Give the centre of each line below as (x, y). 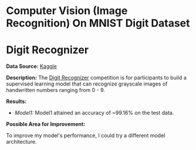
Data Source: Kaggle (31, 66)
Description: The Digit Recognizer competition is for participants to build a (96, 78)
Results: (16, 101)
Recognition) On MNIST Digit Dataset (98, 23)
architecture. (21, 142)
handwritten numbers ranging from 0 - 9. (56, 90)
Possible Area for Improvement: (46, 124)
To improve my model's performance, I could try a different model (86, 135)
